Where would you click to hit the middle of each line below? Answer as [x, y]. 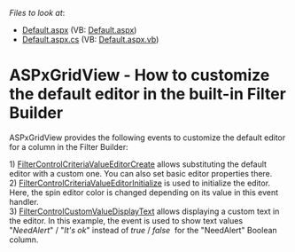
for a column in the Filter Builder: [69, 146]
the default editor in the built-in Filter [147, 94]
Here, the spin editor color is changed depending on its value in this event [144, 192]
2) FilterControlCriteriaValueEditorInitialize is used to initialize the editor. [140, 183]
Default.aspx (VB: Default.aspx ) [79, 30]
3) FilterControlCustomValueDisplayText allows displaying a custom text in [144, 211]
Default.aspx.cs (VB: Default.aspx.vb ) [90, 39]
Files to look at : [37, 13]
